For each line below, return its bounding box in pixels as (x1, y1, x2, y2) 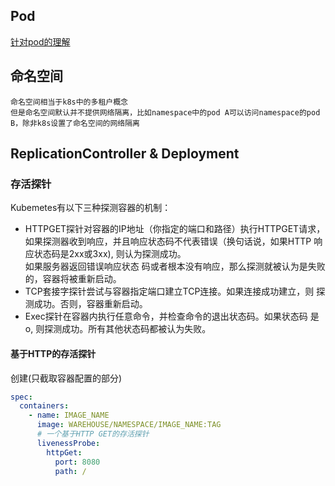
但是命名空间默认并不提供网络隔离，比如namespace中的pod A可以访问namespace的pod (10, 107, 321, 118)
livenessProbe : (36, 438, 101, 448)
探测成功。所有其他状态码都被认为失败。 (44, 323, 212, 335)
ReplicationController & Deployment (10, 145, 240, 163)
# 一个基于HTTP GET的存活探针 (36, 429, 150, 439)
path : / (54, 466, 87, 476)
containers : (19, 401, 70, 411)
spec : (10, 392, 33, 402)
